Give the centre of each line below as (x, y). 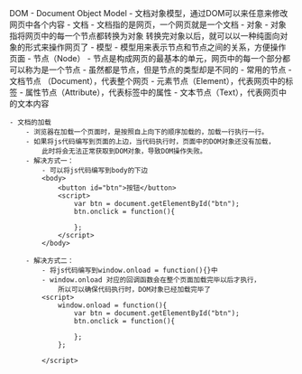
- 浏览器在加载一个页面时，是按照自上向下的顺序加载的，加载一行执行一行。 (147, 132)
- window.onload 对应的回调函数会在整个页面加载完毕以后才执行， (151, 280)
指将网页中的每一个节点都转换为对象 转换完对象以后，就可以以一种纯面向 (145, 36)
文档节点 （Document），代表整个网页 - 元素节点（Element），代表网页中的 (147, 81)
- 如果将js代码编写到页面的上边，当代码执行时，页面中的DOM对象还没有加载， (151, 142)
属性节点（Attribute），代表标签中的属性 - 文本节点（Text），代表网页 (152, 92)
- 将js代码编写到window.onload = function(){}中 (130, 270)
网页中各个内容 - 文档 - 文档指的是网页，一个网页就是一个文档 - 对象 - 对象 (148, 24)
